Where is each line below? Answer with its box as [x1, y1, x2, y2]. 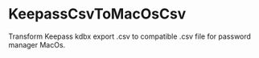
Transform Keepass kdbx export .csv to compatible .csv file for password [8, 31, 252, 41]
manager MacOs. [8, 39, 66, 49]
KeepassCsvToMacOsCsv [8, 5, 187, 23]
